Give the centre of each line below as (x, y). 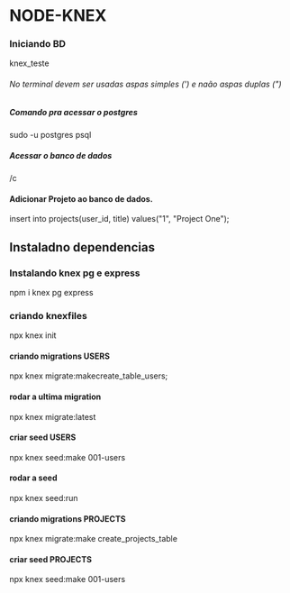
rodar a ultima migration (55, 397)
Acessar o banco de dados (61, 155)
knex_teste (29, 63)
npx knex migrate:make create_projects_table (94, 539)
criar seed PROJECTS (51, 559)
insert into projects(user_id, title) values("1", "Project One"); (119, 219)
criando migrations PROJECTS (68, 518)
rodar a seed (33, 478)
